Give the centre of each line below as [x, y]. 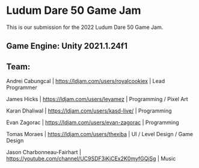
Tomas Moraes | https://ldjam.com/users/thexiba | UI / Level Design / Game [100, 134]
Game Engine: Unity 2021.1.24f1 [67, 46]
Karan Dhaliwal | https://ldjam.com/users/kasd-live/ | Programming [89, 111]
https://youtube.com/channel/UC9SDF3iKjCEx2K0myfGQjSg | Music [91, 159]
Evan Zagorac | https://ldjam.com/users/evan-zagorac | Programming [93, 123]
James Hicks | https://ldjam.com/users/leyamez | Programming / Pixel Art [97, 99]
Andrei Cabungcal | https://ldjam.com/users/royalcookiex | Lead [86, 81]
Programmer [22, 87]
